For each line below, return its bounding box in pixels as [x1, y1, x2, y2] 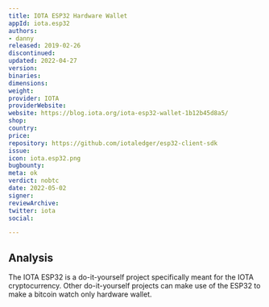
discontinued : [8, 49, 56, 57]
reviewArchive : [8, 199, 60, 207]
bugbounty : [8, 162, 45, 170]
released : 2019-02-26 [8, 42, 81, 50]
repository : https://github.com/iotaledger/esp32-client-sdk [8, 139, 218, 147]
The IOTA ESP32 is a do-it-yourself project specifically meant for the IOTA [8, 272, 254, 282]
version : [8, 64, 38, 73]
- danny [8, 34, 35, 43]
